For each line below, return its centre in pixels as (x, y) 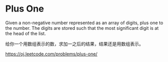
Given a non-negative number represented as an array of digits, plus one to (84, 23)
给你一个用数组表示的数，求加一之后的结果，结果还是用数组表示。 (74, 44)
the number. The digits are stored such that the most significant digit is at (82, 28)
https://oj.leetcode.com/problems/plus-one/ (51, 54)
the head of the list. (26, 33)
